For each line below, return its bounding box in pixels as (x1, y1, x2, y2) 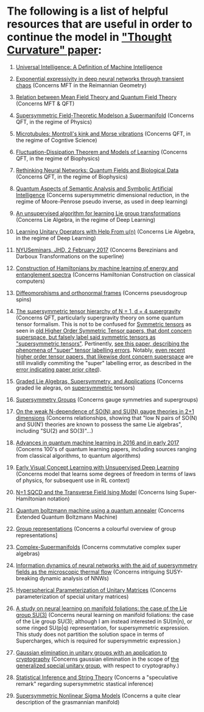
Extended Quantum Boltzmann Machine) (15, 513, 118, 521)
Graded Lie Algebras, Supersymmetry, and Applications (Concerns (15, 377, 183, 385)
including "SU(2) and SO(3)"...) (15, 427, 94, 434)
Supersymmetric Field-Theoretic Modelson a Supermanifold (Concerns (15, 112, 194, 119)
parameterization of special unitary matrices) (15, 593, 129, 600)
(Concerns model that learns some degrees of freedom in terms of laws (15, 470, 196, 477)
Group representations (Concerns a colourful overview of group (15, 525, 176, 532)
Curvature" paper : (7, 43, 102, 57)
